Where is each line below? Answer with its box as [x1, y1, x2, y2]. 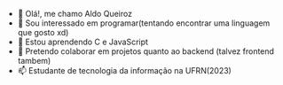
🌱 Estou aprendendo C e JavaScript [17, 36, 149, 47]
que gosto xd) [17, 27, 69, 37]
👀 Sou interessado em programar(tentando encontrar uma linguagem [17, 18, 271, 28]
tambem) [17, 56, 51, 66]
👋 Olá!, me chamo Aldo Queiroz [17, 9, 133, 19]
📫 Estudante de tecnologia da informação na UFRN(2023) [17, 66, 232, 75]
